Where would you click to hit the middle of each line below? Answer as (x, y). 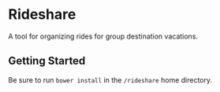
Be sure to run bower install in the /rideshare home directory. (110, 79)
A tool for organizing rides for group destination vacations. (103, 36)
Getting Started (47, 61)
